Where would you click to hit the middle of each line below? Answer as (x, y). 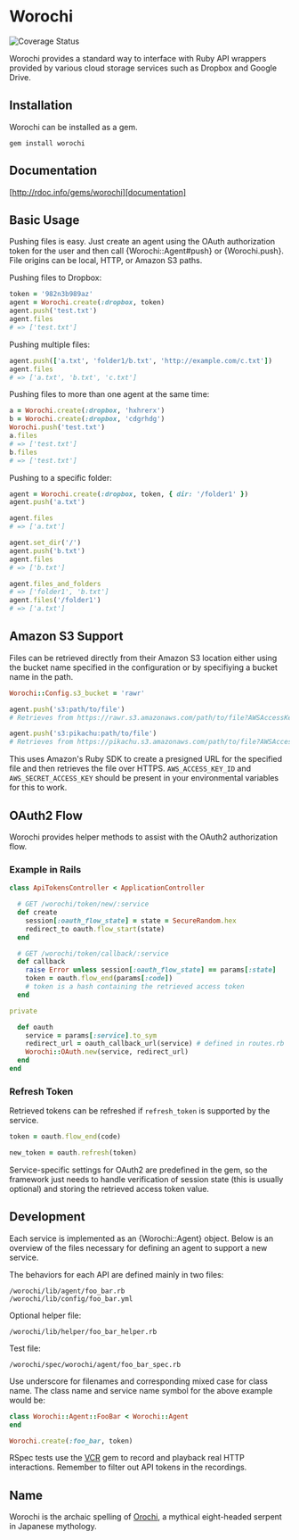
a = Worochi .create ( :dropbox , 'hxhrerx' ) (87, 411)
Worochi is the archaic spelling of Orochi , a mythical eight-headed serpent (145, 1517)
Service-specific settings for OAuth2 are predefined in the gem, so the (138, 1170)
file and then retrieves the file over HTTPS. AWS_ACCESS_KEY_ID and (130, 768)
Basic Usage (44, 220)
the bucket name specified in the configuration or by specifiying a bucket (144, 667)
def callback (41, 962)
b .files (24, 452)
